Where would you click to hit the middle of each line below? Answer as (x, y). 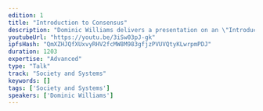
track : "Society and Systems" (58, 73)
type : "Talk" (29, 66)
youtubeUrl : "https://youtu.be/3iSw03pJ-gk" (82, 37)
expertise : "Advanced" (45, 59)
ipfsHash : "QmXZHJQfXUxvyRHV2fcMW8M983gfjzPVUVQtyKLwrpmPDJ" (110, 45)
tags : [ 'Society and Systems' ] (59, 88)
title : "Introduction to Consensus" (68, 23)
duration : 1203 (33, 52)
